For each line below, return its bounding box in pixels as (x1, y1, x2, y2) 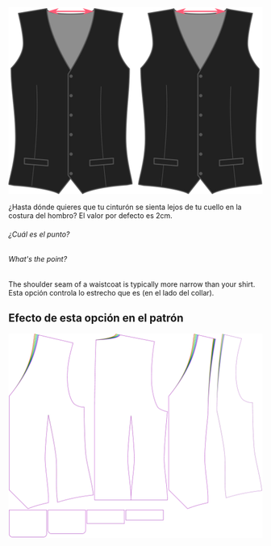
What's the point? (8, 254, 68, 264)
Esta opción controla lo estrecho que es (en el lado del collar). (8, 288, 215, 297)
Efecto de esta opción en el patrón (8, 311, 184, 325)
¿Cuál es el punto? (8, 229, 70, 239)
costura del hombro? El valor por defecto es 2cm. (8, 211, 173, 220)
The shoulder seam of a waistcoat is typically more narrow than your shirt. (8, 279, 256, 289)
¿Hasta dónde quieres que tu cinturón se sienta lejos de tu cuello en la (8, 202, 242, 212)
